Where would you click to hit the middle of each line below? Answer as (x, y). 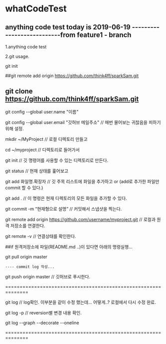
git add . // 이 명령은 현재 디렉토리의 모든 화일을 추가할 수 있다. (66, 198)
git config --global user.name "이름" (42, 112)
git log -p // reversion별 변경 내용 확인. (44, 313)
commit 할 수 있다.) (24, 188)
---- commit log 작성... (30, 267)
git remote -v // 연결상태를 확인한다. (41, 236)
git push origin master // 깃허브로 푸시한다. (48, 276)
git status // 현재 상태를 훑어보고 (37, 171)
